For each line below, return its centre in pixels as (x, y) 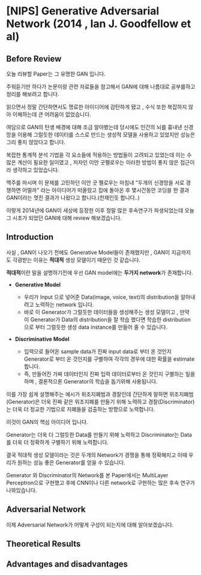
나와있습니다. (22, 490)
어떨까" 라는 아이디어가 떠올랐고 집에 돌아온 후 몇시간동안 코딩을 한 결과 (106, 190)
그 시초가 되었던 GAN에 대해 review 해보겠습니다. (64, 218)
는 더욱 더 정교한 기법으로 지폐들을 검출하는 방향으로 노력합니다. (81, 409)
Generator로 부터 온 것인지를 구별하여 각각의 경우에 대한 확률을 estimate (109, 359)
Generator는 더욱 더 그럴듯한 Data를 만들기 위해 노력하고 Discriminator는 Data (99, 435)
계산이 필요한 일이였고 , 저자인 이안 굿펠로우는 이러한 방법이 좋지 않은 (98, 162)
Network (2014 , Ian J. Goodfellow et (99, 24)
